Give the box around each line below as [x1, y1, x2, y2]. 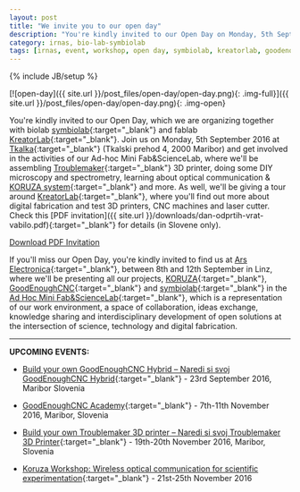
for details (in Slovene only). [117, 220, 221, 231]
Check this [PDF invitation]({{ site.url [9, 210, 145, 221]
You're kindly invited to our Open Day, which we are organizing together [9, 115, 274, 126]
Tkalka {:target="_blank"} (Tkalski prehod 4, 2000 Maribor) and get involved [9, 144, 288, 155]
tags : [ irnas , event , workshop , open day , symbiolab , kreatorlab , [9, 47, 262, 55]
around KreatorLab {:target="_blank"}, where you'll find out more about [9, 191, 270, 202]
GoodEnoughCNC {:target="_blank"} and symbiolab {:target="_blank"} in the [9, 283, 287, 293]
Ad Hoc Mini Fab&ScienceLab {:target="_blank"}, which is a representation [9, 293, 283, 303]
